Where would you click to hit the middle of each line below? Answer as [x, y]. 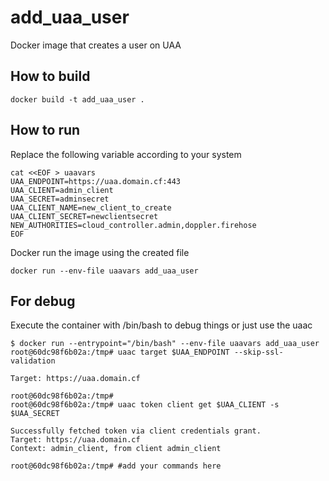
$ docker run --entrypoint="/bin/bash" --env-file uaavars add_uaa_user [165, 344]
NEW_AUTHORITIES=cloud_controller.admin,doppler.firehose [133, 225]
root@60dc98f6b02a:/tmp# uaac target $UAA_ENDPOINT [120, 352]
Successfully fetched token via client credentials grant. [136, 431]
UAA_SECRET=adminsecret [60, 199]
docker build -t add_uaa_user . [77, 99]
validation [33, 361]
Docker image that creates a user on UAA [96, 45]
